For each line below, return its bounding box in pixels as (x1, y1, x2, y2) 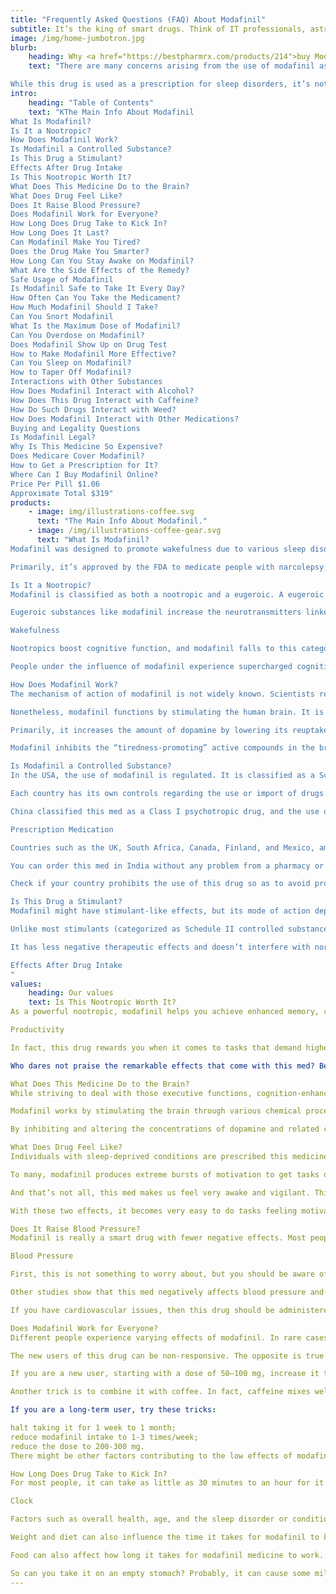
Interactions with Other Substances (10, 377, 163, 387)
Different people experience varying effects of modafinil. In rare (10, 1332, 302, 1343)
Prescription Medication (10, 824, 114, 835)
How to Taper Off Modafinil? (10, 367, 132, 378)
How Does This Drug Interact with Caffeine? (10, 395, 199, 405)
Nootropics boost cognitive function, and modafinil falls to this (10, 644, 298, 654)
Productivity (10, 1025, 65, 1035)
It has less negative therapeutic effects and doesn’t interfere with (10, 942, 311, 952)
